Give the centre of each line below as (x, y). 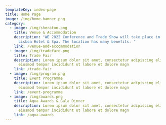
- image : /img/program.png (37, 74)
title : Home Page (23, 14)
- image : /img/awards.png (36, 96)
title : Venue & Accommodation (45, 32)
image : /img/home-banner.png (35, 19)
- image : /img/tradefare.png (40, 51)
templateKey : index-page (31, 10)
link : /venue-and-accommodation (47, 46)
